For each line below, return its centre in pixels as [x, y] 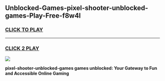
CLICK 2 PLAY [22, 48]
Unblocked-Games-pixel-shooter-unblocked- [77, 8]
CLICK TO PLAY [24, 30]
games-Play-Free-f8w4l [43, 16]
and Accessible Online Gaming [37, 73]
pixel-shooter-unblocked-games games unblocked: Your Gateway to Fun [81, 68]
